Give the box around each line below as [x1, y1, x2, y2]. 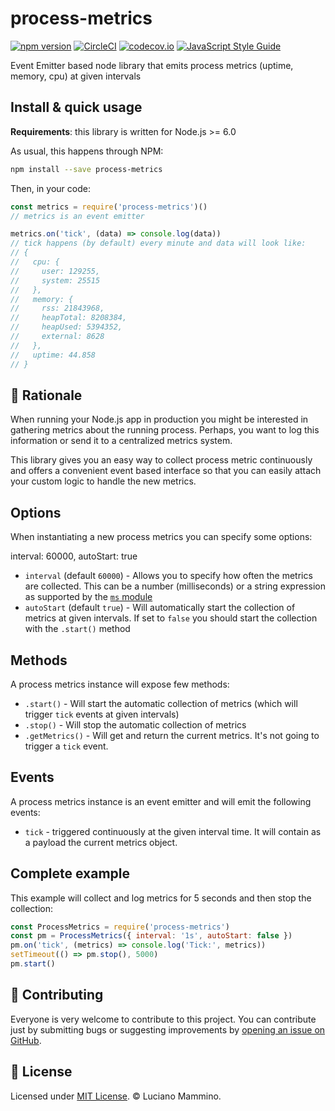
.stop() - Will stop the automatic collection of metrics [24, 718, 247, 731]
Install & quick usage [10, 99, 143, 116]
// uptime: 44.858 [10, 350, 97, 360]
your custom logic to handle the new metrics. [10, 475, 197, 487]
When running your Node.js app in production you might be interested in [10, 413, 309, 426]
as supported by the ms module [24, 591, 153, 603]
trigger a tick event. [24, 740, 109, 752]
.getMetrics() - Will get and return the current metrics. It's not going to [24, 729, 320, 741]
